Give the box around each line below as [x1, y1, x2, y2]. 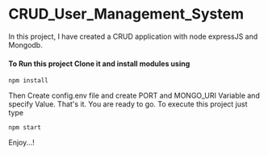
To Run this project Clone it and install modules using [8, 58, 191, 69]
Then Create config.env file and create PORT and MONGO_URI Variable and [8, 90, 260, 101]
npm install [8, 77, 48, 85]
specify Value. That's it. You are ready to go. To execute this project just [8, 99, 248, 109]
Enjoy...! [8, 138, 35, 148]
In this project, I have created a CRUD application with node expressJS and [8, 31, 258, 41]
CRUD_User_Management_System [8, 5, 245, 23]
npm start [8, 124, 42, 132]
